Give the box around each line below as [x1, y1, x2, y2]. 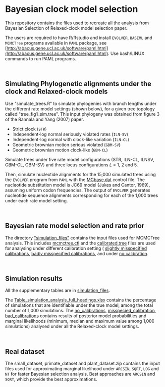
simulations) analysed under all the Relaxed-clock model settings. [5, 323, 140, 330]
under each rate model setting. [5, 197, 68, 203]
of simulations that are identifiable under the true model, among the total [5, 302, 153, 308]
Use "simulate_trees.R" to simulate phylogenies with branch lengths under [5, 100, 157, 106]
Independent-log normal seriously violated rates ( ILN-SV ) [12, 131, 129, 137]
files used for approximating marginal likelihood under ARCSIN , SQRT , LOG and [5, 366, 159, 372]
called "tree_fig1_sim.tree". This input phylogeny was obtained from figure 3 [5, 111, 160, 117]
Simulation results [5, 274, 63, 283]
